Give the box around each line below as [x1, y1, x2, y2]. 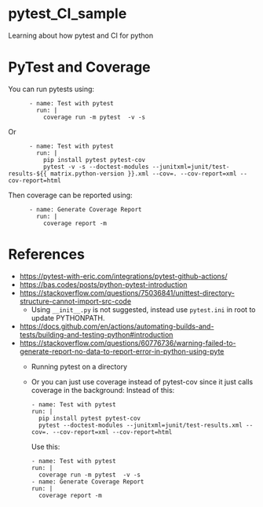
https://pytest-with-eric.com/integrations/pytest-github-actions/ [19, 271, 228, 281]
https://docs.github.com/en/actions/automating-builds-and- [19, 321, 214, 331]
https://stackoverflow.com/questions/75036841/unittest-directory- [19, 288, 236, 297]
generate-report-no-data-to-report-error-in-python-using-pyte [19, 347, 225, 356]
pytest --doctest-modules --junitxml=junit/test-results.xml [38, 421, 243, 429]
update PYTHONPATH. [31, 313, 105, 322]
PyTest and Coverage [8, 58, 151, 76]
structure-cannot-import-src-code [19, 296, 132, 306]
